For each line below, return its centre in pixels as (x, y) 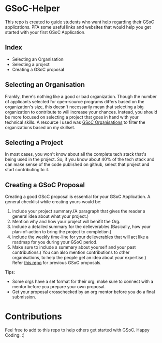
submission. (24, 297)
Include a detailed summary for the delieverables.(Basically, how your (81, 227)
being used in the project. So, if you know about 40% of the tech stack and (80, 159)
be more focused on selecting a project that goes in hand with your (72, 117)
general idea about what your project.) (50, 216)
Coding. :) (15, 335)
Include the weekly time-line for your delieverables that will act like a (80, 237)
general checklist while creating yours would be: (53, 202)
